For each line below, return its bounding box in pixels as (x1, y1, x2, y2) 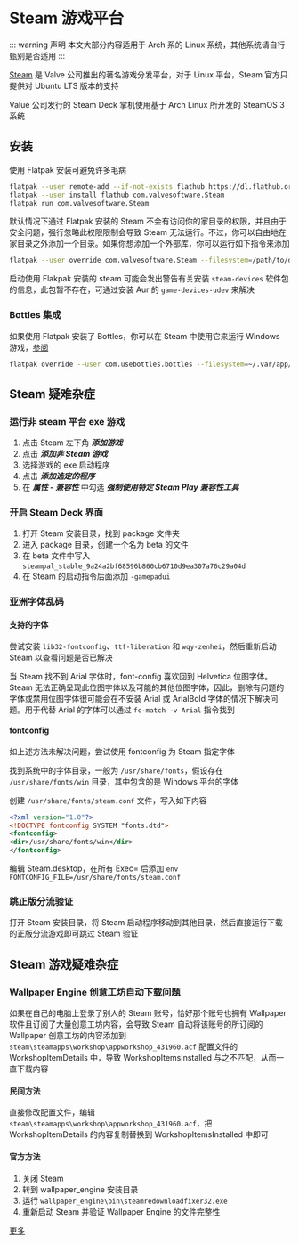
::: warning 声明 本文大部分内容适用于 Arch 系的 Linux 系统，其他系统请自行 (9, 39, 286, 50)
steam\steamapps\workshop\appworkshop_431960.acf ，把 (9, 1118, 213, 1129)
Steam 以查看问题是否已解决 (9, 652, 113, 663)
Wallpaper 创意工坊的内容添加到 (9, 1030, 127, 1041)
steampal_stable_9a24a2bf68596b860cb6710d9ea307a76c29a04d (21, 562, 246, 571)
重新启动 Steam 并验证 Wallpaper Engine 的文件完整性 (21, 1206, 221, 1216)
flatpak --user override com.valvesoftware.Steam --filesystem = (9, 256, 253, 265)
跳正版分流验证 (9, 896, 74, 908)
